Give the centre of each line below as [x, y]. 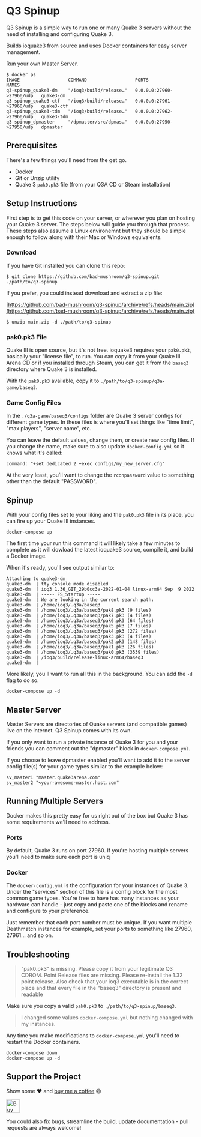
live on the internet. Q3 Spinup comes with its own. [69, 731]
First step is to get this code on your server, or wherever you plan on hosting [101, 218]
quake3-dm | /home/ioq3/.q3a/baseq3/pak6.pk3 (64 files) [80, 621]
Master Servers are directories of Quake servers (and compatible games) [97, 724]
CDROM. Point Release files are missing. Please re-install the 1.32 [102, 975]
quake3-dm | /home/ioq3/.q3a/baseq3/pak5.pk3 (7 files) [79, 626]
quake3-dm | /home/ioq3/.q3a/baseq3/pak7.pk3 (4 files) [79, 616]
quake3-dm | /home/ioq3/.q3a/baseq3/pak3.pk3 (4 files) [79, 637]
